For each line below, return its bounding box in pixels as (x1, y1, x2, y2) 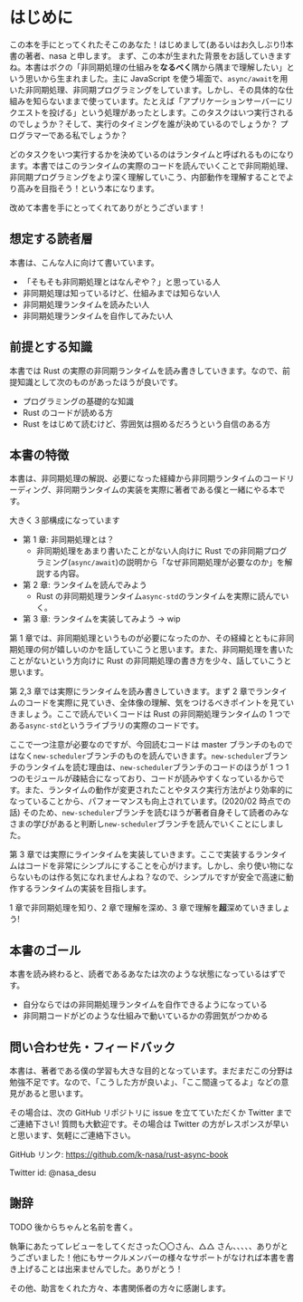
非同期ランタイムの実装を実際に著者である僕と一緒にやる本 (55, 485, 278, 496)
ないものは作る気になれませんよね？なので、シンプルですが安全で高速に (16, 872, 287, 882)
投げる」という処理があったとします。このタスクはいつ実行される (48, 107, 294, 118)
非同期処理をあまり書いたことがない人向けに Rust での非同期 (35, 545, 264, 556)
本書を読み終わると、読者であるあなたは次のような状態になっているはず (9, 969, 279, 979)
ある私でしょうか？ (56, 130, 128, 140)
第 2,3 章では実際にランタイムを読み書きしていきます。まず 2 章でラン (9, 686, 272, 697)
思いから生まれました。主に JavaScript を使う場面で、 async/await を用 (24, 72, 289, 83)
